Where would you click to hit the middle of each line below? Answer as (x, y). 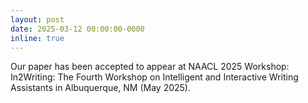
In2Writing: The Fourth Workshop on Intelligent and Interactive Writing (154, 77)
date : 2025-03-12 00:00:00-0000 (77, 29)
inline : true (37, 38)
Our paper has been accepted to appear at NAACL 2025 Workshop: (150, 67)
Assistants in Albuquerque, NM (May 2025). (101, 88)
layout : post (37, 19)
